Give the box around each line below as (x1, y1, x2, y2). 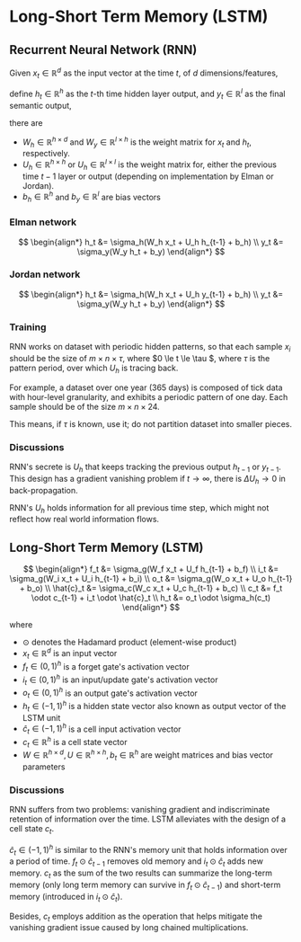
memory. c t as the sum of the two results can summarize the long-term (9, 867, 272, 881)
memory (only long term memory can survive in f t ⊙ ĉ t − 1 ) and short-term (9, 879, 281, 892)
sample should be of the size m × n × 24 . (9, 401, 160, 412)
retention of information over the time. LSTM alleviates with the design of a (9, 813, 286, 824)
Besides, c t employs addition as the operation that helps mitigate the (9, 911, 263, 923)
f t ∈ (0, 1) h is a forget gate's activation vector (22, 659, 190, 674)
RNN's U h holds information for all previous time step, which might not (9, 502, 270, 515)
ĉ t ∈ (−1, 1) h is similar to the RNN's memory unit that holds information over (9, 842, 288, 858)
